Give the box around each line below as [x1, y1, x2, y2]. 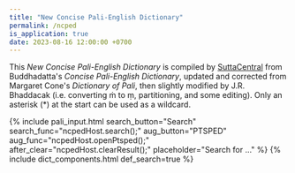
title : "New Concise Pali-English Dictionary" [9, 12, 184, 22]
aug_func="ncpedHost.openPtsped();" [9, 135, 150, 146]
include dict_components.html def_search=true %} [9, 154, 194, 164]
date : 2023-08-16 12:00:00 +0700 [9, 37, 132, 47]
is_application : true [9, 29, 89, 38]
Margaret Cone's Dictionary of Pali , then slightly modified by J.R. [9, 80, 246, 91]
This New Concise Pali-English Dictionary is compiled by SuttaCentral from [9, 62, 283, 72]
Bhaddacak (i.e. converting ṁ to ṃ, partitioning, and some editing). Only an [9, 90, 283, 101]
